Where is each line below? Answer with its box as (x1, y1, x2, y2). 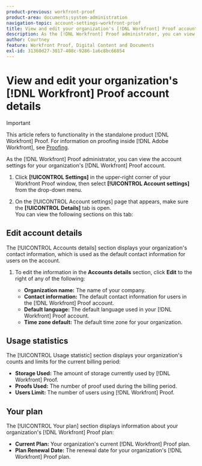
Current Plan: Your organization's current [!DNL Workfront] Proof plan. (14, 440, 191, 448)
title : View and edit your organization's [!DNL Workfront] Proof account (6, 25, 198, 32)
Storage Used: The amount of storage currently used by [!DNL (14, 370, 171, 377)
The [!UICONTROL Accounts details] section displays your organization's (6, 244, 188, 251)
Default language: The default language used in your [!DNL (23, 305, 173, 313)
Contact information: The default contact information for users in (23, 293, 187, 300)
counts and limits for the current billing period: (6, 358, 121, 366)
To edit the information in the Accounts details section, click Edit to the (14, 268, 192, 275)
